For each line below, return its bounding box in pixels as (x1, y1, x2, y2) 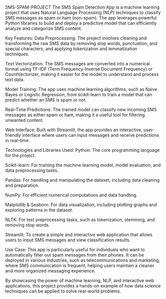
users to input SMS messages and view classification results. (5, 237, 131, 243)
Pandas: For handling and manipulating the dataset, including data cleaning (5, 177, 160, 183)
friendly (5, 132, 21, 138)
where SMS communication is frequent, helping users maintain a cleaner (5, 263, 155, 269)
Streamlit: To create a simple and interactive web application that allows (5, 232, 153, 238)
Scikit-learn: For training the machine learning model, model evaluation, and (5, 162, 161, 168)
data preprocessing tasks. (5, 167, 59, 173)
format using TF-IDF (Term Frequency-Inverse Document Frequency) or (5, 66, 153, 72)
